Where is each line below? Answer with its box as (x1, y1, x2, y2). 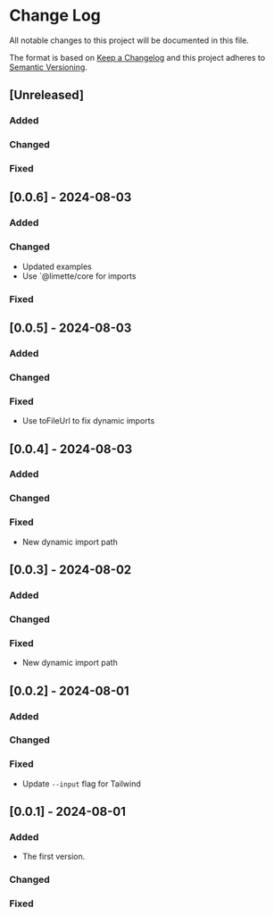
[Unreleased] (9, 88, 85, 103)
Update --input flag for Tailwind (21, 778, 141, 789)
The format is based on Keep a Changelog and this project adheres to (9, 52, 266, 63)
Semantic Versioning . (9, 62, 87, 72)
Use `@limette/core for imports (21, 270, 137, 282)
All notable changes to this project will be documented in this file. (9, 35, 250, 46)
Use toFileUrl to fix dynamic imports (21, 416, 155, 426)
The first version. (21, 851, 86, 862)
